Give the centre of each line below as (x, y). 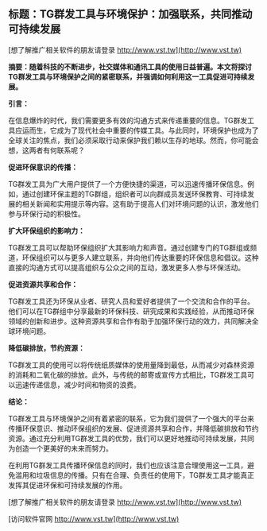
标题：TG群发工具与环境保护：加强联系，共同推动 (130, 14)
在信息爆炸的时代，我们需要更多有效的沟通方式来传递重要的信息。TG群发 (128, 120)
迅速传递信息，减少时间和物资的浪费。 (77, 385)
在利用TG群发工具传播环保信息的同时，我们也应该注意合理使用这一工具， (128, 465)
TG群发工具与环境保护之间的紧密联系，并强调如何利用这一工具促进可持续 (128, 76)
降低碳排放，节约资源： (46, 347)
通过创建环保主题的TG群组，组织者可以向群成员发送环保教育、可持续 (135, 194)
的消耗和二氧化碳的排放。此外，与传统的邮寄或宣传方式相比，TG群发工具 (128, 374)
